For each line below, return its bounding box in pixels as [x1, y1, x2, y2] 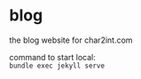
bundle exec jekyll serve [9, 61, 105, 70]
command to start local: [9, 51, 96, 62]
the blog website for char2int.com [9, 35, 133, 45]
